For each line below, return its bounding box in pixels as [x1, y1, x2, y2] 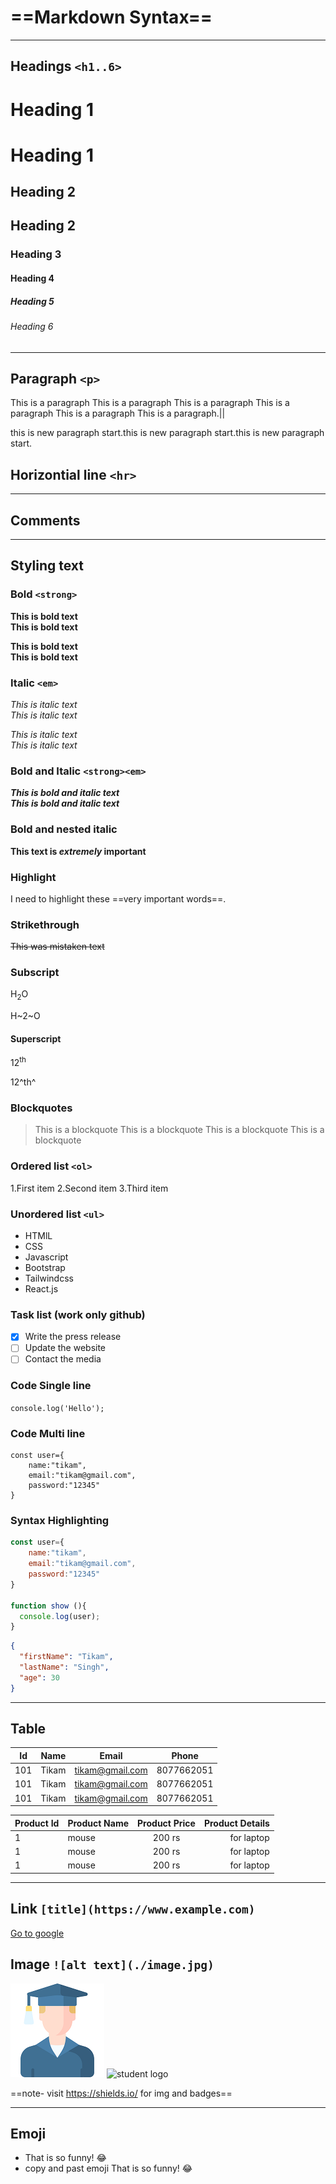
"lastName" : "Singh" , [19, 1662, 110, 1673]
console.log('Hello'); [10, 1403, 105, 1413]
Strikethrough [10, 917, 80, 931]
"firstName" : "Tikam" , [19, 1652, 114, 1662]
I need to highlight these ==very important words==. [10, 892, 227, 905]
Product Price [137, 1817, 196, 1829]
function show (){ [10, 1601, 87, 1611]
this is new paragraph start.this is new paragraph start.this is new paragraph [10, 427, 325, 439]
